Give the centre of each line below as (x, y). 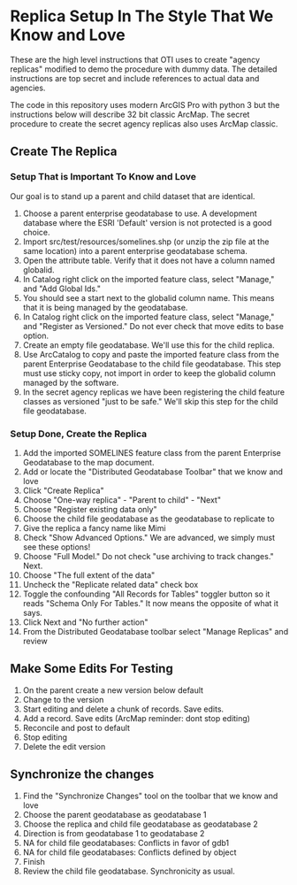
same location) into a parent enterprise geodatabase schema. (135, 250)
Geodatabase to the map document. (88, 462)
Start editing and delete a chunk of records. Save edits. (123, 709)
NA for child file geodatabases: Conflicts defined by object (129, 852)
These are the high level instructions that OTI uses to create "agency (135, 59)
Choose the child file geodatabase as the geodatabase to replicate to (148, 519)
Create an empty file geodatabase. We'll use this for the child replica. (148, 345)
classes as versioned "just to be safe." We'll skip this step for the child (150, 401)
